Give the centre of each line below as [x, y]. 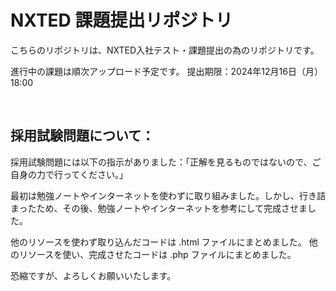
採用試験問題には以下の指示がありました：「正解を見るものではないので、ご [166, 162]
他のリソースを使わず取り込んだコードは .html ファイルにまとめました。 [158, 242]
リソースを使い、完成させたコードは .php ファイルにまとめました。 [157, 254]
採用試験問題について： [82, 136]
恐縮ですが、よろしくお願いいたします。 [93, 275]
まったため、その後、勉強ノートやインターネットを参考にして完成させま [159, 208]
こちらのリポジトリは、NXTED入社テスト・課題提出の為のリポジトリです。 [165, 50]
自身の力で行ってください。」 [69, 174]
